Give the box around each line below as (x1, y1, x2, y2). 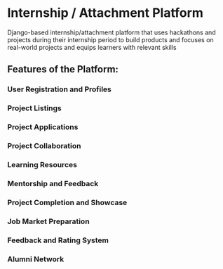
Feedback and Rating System (7, 235, 109, 245)
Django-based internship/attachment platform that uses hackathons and (7, 28, 216, 37)
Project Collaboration (7, 141, 81, 151)
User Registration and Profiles (7, 84, 112, 94)
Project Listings (7, 103, 62, 113)
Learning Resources (7, 159, 77, 169)
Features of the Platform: (7, 63, 119, 75)
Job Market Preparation (7, 216, 90, 226)
